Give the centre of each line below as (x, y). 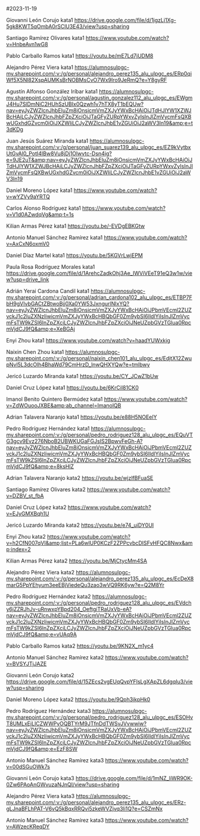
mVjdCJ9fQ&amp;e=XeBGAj (41, 329)
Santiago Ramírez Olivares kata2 (46, 489)
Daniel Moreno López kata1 (39, 190)
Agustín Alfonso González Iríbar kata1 (52, 91)
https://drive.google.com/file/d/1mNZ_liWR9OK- (134, 778)
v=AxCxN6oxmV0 (28, 244)
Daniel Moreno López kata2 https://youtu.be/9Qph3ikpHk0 (78, 699)
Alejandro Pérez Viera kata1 (40, 67)
